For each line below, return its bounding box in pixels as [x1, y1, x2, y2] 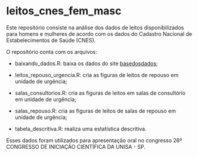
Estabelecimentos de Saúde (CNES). [6, 36, 96, 44]
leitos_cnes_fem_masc [6, 4, 122, 18]
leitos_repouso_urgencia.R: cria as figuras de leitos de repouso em [14, 71, 179, 78]
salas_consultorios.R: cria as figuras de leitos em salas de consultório [14, 89, 186, 96]
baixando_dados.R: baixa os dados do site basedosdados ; [14, 60, 158, 67]
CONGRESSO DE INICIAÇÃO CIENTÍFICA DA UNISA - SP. [6, 143, 146, 150]
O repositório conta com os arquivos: [6, 48, 97, 55]
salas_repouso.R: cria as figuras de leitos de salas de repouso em [14, 107, 177, 114]
